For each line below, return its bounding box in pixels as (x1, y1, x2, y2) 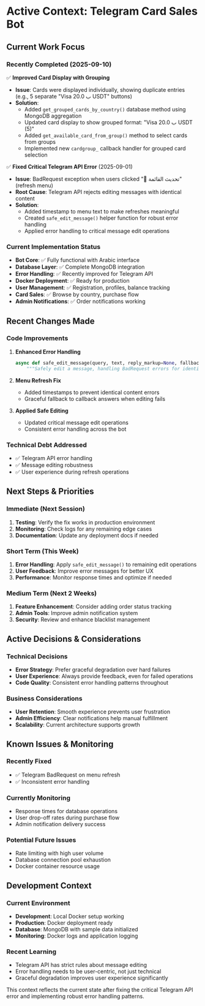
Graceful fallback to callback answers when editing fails (24, 395, 166, 402)
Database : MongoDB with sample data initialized (15, 926, 139, 933)
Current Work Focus (6, 42, 86, 52)
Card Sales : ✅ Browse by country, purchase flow (15, 291, 140, 298)
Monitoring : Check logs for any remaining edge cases (15, 525, 152, 532)
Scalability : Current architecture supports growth (15, 721, 141, 729)
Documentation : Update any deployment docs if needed (15, 531, 159, 539)
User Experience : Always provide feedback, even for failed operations (15, 672, 193, 680)
